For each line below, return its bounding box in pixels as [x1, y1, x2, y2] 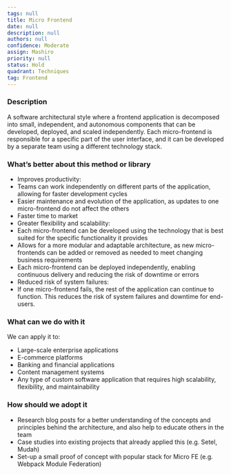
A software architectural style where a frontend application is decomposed [7, 113, 220, 121]
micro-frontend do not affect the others [17, 204, 130, 213]
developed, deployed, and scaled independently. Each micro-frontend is [7, 127, 212, 135]
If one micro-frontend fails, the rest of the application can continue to [17, 284, 214, 293]
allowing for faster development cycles [17, 189, 128, 197]
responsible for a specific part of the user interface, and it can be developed [7, 135, 224, 143]
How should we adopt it [7, 400, 88, 409]
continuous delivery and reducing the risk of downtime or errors [17, 270, 199, 278]
